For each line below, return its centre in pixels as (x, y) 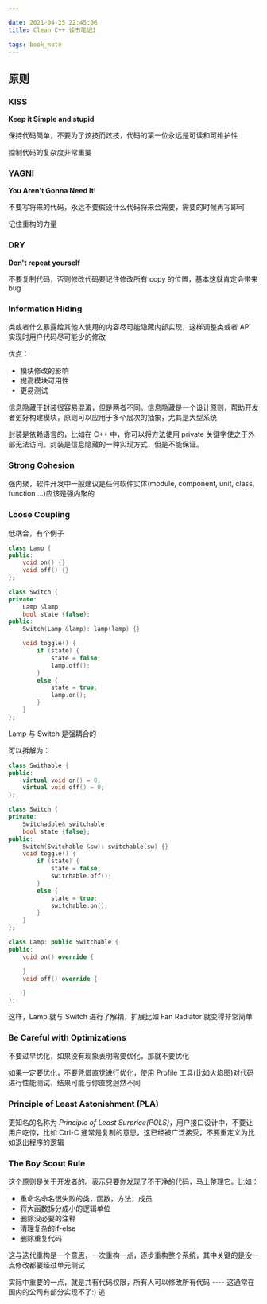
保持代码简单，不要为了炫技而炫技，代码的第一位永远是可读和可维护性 (123, 135)
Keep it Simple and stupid (51, 119)
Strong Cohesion (42, 465)
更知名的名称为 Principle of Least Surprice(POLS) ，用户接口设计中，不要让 (131, 1122)
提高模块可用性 (44, 380)
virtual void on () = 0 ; (62, 780)
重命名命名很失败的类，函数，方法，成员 (86, 1199)
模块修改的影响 (44, 370)
